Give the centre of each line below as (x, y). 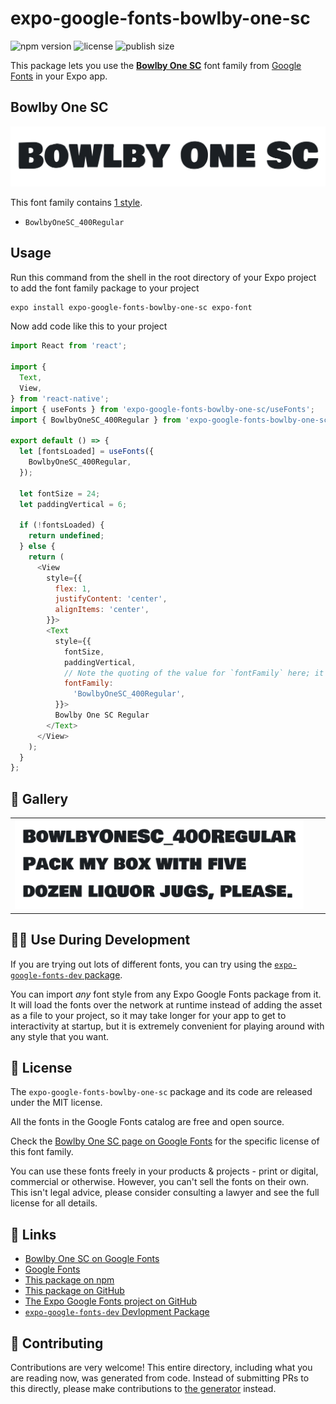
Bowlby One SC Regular (102, 715)
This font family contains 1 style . (76, 202)
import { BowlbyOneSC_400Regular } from (96, 420)
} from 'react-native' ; (60, 398)
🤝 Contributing (57, 1343)
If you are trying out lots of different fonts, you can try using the (141, 964)
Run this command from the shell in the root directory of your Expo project (163, 277)
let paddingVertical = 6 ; (73, 504)
